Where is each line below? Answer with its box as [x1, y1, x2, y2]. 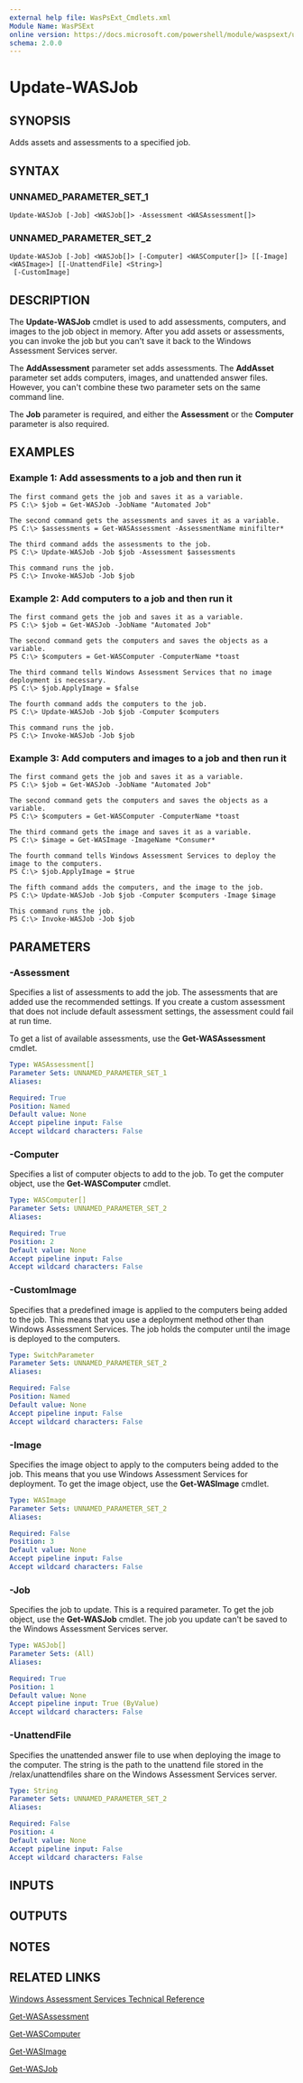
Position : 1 [9, 1682, 54, 1691]
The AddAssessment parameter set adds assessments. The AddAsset [9, 363, 275, 374]
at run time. [9, 1016, 52, 1027]
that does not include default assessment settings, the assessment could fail [9, 1006, 294, 1017]
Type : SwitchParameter [9, 1351, 95, 1360]
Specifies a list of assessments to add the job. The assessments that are [9, 987, 278, 998]
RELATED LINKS [9, 1970, 101, 1985]
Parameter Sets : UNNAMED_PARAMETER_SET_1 [9, 1068, 168, 1077]
